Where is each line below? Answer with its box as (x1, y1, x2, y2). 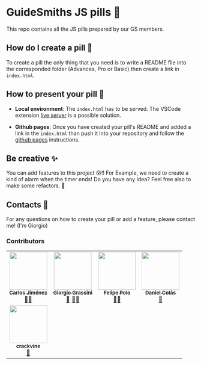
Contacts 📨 (6, 199, 49, 210)
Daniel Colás (145, 289, 176, 296)
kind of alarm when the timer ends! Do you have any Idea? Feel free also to (6, 176, 191, 183)
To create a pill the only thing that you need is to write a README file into (6, 58, 187, 66)
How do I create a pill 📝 (6, 43, 93, 53)
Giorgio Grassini (53, 289, 93, 296)
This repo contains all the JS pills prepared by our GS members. (6, 25, 164, 33)
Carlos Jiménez (9, 289, 48, 296)
